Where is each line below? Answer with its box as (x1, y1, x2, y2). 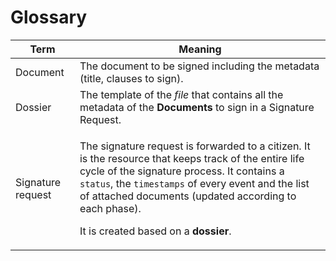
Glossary (10, 6, 88, 29)
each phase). (79, 201, 142, 215)
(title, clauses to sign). (79, 71, 184, 85)
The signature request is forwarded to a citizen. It (79, 139, 311, 153)
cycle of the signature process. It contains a (79, 164, 285, 178)
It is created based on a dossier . (79, 224, 232, 238)
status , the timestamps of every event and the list (79, 176, 310, 190)
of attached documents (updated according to (79, 189, 297, 203)
